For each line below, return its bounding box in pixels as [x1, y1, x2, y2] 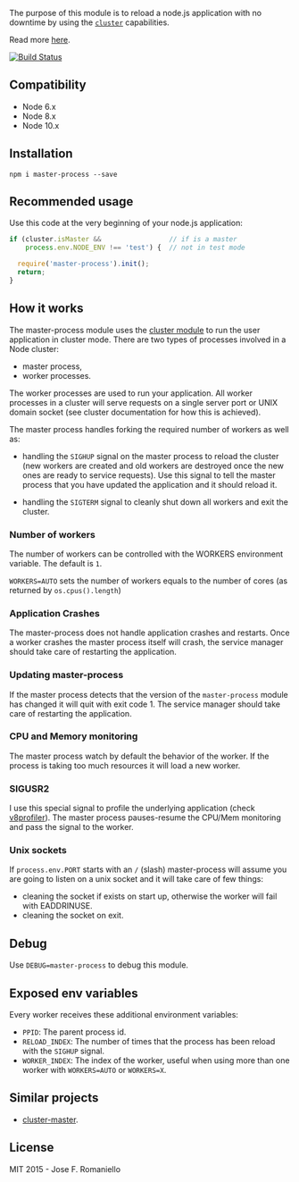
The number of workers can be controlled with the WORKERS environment [9, 549, 284, 559]
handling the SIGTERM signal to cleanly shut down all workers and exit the [21, 496, 288, 507]
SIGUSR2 [9, 782, 50, 794]
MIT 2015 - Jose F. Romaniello [9, 1163, 121, 1174]
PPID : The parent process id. [21, 1027, 127, 1037]
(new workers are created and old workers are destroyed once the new [21, 460, 284, 471]
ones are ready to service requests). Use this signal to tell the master [21, 469, 277, 481]
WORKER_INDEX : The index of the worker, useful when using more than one [21, 1055, 290, 1066]
